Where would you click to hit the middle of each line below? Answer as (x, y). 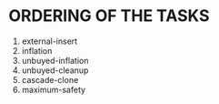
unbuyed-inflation (55, 60)
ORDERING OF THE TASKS (109, 16)
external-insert (50, 41)
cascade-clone (50, 79)
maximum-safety (54, 89)
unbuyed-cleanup (55, 70)
